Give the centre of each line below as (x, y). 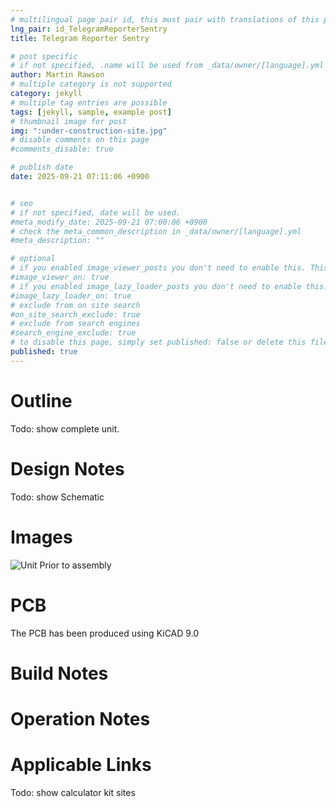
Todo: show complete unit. (65, 428)
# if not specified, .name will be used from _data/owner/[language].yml (167, 66)
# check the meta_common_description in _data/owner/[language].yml (156, 231)
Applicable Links (81, 765)
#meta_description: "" (57, 241)
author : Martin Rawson (57, 75)
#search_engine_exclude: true (73, 333)
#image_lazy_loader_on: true (71, 296)
